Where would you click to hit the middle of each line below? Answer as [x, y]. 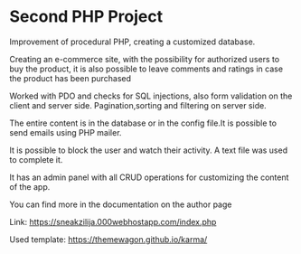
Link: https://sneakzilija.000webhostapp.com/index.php [113, 221]
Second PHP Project [86, 17]
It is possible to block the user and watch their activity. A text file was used [148, 150]
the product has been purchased [71, 78]
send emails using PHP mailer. [66, 132]
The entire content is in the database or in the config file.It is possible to [143, 123]
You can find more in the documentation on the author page [121, 204]
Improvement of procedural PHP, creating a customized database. [132, 42]
